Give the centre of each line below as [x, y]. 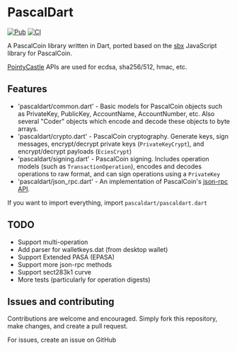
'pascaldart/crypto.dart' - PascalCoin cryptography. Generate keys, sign [123, 136]
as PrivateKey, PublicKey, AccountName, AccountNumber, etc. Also [116, 113]
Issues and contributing [61, 301]
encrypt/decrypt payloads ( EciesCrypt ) [75, 151]
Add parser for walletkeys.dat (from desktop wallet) [93, 249]
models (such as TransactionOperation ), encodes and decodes [110, 166]
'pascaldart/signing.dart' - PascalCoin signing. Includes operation [114, 159]
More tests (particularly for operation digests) [84, 280]
